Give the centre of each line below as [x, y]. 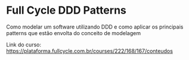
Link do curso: [24, 45]
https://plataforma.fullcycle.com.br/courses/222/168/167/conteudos [89, 50]
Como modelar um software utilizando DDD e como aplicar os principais [95, 27]
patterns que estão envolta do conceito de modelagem [74, 33]
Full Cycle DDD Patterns [66, 10]
